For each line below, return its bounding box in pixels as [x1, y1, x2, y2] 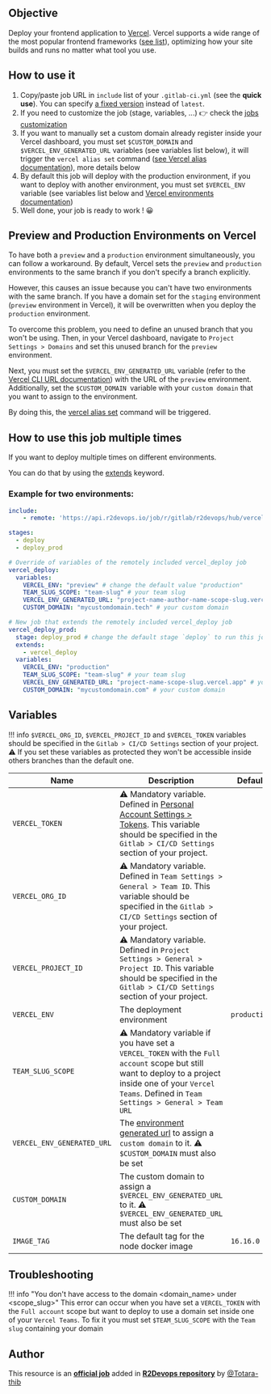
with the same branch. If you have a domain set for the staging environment [8, 291, 261, 302]
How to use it [8, 69, 76, 83]
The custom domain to [119, 1171, 205, 1182]
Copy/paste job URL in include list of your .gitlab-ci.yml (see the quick [19, 90, 262, 100]
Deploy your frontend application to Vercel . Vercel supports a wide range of [8, 28, 260, 37]
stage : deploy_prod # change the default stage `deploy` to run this [15, 633, 254, 642]
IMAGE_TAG [12, 1236, 50, 1245]
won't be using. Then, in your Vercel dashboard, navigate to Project [8, 333, 235, 343]
